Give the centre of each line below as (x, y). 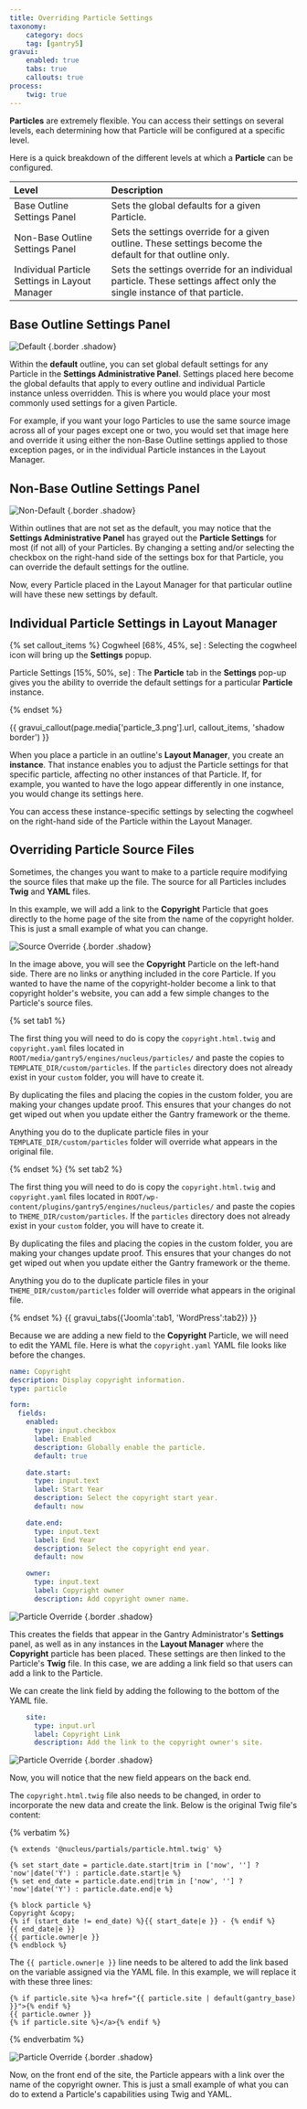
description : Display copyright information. (97, 1380)
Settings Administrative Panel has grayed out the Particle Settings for (143, 538)
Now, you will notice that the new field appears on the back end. (130, 1778)
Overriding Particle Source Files (102, 850)
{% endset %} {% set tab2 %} (66, 1169)
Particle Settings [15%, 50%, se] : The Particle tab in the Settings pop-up (148, 672)
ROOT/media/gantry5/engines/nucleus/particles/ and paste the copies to (147, 1058)
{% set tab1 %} (37, 1020)
